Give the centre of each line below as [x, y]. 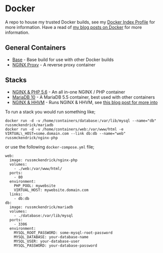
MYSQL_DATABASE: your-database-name [51, 237]
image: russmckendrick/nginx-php [44, 160]
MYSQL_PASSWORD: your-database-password [56, 245]
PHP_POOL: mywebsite [35, 186]
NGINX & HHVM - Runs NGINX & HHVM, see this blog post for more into [85, 102]
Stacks [16, 80]
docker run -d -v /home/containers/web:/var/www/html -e [64, 129]
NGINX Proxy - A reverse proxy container [54, 64]
